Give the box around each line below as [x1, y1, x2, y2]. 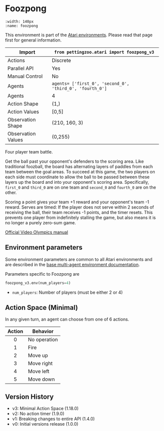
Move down [27, 376, 55, 383]
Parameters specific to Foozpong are [5, 271, 80, 277]
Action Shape [7, 100, 39, 107]
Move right [27, 360, 53, 367]
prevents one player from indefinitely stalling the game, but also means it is [5, 215, 156, 220]
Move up [27, 352, 48, 359]
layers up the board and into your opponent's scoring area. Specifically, [5, 179, 149, 185]
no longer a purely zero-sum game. [5, 219, 77, 225]
